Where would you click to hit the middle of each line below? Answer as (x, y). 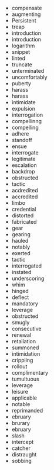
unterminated (28, 71)
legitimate (24, 159)
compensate (27, 8)
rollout (19, 366)
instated (21, 272)
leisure (20, 392)
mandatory (25, 303)
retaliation (24, 341)
